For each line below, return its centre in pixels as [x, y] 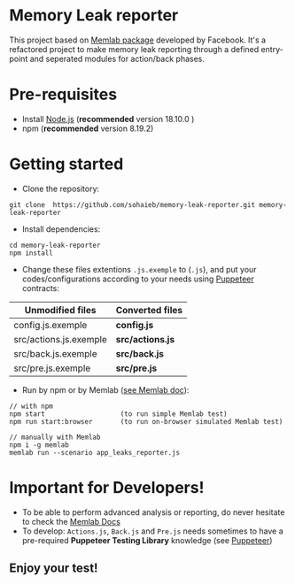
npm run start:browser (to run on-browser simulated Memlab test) [146, 421]
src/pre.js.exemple [52, 368]
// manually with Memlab [55, 437]
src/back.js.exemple [55, 353]
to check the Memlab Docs [71, 521]
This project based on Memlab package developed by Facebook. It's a [138, 40]
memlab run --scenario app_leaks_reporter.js [94, 452]
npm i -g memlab [39, 445]
